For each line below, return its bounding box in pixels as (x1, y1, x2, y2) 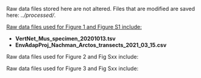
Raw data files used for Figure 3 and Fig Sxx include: (6, 65, 139, 72)
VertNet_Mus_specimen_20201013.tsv (15, 35, 116, 42)
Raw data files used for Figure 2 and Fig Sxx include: (6, 53, 139, 60)
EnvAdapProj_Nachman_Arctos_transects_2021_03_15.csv (15, 42, 167, 48)
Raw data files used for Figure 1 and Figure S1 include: (6, 24, 142, 30)
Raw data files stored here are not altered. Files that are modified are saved (6, 5, 196, 12)
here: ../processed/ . (6, 11, 56, 19)
